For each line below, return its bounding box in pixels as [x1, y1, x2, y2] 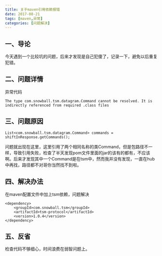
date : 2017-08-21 [5, 12, 40, 16]
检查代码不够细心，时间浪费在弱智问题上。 [5, 246, 90, 252]
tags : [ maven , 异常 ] [5, 16, 43, 21]
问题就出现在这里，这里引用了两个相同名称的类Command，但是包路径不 [5, 144, 148, 149]
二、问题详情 [5, 75, 44, 83]
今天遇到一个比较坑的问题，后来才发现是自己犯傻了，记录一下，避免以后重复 [5, 54, 158, 60]
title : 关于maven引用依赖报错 [5, 7, 60, 12]
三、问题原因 [5, 117, 44, 126]
